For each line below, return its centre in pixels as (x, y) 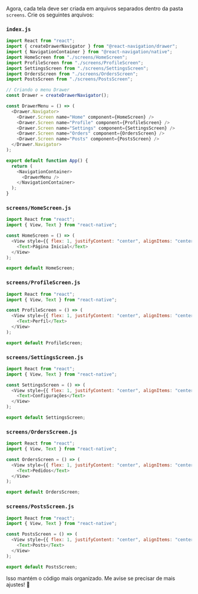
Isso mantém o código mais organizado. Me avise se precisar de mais (91, 578)
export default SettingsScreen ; (46, 418)
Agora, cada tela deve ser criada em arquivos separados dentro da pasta (95, 9)
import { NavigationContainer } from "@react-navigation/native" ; (89, 52)
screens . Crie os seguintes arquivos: (50, 15)
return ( (22, 166)
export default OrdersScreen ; (43, 492)
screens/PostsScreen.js (40, 507)
